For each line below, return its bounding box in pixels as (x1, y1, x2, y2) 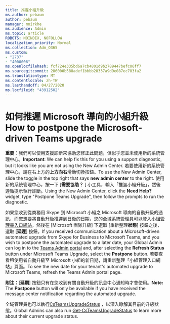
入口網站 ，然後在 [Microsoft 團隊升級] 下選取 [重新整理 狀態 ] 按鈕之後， (14, 222, 162, 228)
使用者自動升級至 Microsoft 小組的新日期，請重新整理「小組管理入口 (14, 257, 156, 263)
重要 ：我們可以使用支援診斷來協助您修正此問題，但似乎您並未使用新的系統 (5, 150, 160, 156)
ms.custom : (5, 50, 28, 55)
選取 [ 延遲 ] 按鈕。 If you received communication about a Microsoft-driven (5, 228, 160, 234)
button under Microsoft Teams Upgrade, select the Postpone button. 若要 (5, 251, 159, 257)
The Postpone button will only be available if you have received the (5, 286, 146, 292)
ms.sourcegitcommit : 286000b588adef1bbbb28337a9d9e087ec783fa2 (5, 69, 142, 74)
